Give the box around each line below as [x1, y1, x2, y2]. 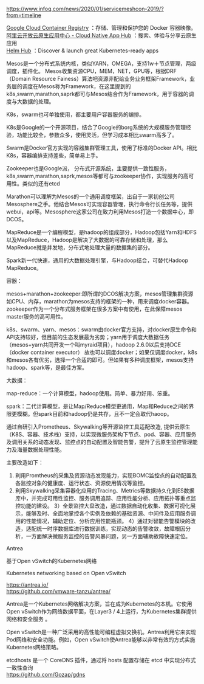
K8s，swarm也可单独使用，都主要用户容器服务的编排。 [6, 111, 144, 118]
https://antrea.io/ [6, 581, 49, 589]
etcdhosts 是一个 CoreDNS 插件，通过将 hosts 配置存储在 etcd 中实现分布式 [6, 657, 196, 663]
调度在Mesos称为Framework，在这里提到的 [22, 83, 131, 90]
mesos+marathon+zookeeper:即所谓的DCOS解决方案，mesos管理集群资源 [6, 290, 194, 297]
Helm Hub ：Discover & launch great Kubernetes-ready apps [6, 47, 159, 54]
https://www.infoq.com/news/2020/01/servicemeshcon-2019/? [6, 5, 164, 12]
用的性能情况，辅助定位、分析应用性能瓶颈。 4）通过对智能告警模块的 [15, 517, 191, 525]
